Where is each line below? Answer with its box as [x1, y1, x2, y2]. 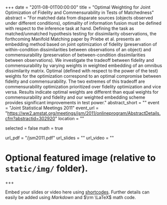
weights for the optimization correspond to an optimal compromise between [5, 73, 162, 79]
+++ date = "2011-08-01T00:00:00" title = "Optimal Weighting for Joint [5, 4, 151, 10]
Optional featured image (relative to [5, 152, 156, 164]
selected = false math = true [5, 125, 63, 131]
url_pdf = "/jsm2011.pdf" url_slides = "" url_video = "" [5, 135, 114, 141]
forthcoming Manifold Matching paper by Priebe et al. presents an [5, 36, 141, 42]
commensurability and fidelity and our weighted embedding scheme [5, 94, 146, 100]
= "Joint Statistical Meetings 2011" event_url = [5, 105, 99, 111]
